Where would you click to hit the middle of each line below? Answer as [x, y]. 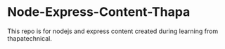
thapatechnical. [30, 38]
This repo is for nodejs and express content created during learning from [113, 31]
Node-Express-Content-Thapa [99, 12]
